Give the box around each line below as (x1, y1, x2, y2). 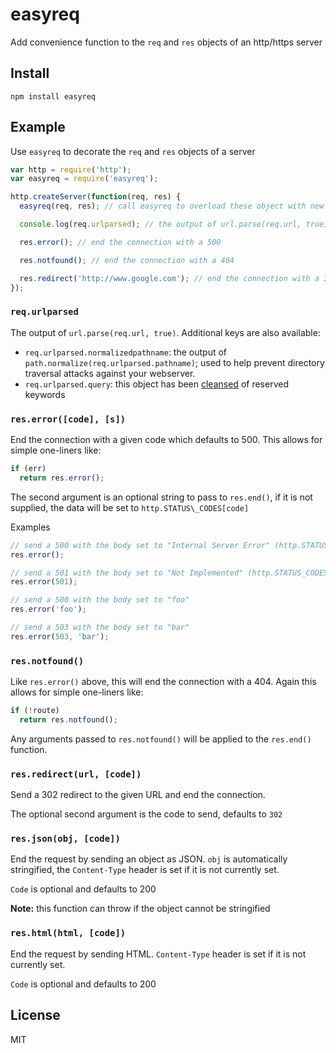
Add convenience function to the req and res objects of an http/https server (10, 36, 323, 48)
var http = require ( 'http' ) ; (10, 164, 132, 175)
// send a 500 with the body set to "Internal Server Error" (10, 540, 271, 550)
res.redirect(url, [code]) (10, 768, 142, 780)
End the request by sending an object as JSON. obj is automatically (10, 853, 288, 865)
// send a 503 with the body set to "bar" (10, 623, 190, 633)
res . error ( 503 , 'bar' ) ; (10, 631, 110, 642)
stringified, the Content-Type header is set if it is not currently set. (10, 864, 280, 876)
